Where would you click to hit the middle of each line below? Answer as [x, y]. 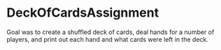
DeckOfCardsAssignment [83, 13]
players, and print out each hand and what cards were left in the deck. [108, 39]
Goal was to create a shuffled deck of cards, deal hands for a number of [110, 32]
